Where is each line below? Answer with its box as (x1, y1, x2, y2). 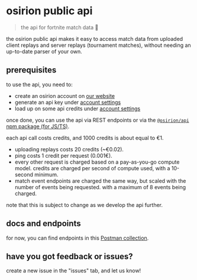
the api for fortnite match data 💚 (20, 24, 99, 31)
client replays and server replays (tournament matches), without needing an (6, 42, 191, 49)
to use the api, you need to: (6, 81, 73, 88)
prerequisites (6, 65, 57, 75)
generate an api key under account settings (14, 98, 121, 106)
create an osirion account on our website (14, 92, 115, 99)
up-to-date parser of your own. (6, 47, 83, 55)
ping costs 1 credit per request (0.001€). (14, 152, 112, 159)
